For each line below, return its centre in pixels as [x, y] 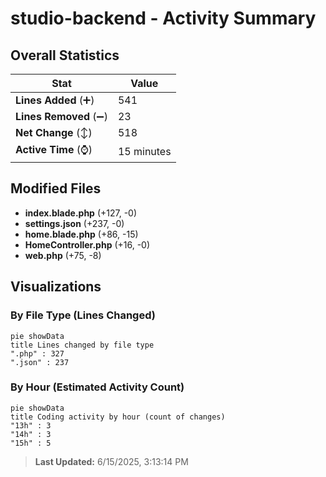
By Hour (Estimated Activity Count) [97, 387]
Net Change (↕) [54, 132]
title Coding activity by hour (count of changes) [118, 417]
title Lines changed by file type [82, 345]
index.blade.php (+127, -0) [81, 213]
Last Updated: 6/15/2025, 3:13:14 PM [111, 461]
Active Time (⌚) [54, 149]
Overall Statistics [65, 55]
